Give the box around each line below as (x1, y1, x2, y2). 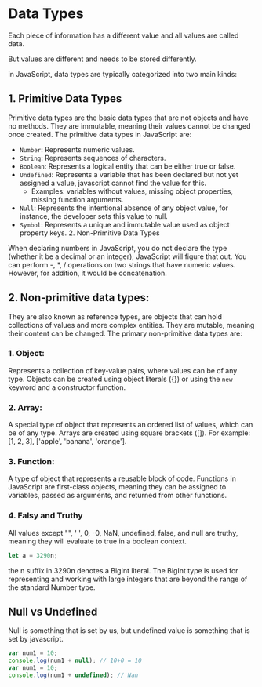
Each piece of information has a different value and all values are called (8, 31, 239, 40)
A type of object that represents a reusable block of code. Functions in (8, 474, 237, 483)
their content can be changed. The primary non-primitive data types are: (8, 329, 243, 338)
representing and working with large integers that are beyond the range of (8, 574, 248, 583)
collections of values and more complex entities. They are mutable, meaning (8, 320, 255, 329)
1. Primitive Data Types (8, 92, 122, 106)
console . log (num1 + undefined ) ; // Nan (8, 671, 139, 679)
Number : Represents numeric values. (19, 144, 135, 154)
